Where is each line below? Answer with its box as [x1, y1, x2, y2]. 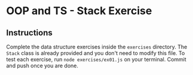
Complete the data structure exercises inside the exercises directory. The [6, 43, 188, 50]
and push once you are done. [6, 62, 79, 69]
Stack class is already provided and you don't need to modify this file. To [6, 50, 185, 57]
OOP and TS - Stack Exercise [6, 4, 152, 18]
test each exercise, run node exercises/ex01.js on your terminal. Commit [6, 56, 186, 63]
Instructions [6, 28, 53, 38]
